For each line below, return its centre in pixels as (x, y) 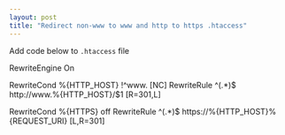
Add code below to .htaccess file (69, 50)
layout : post (33, 17)
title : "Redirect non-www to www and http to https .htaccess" (128, 26)
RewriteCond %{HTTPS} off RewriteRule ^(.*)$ (95, 111)
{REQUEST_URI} (39, 121)
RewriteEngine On (42, 68)
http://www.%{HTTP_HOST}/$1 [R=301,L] (85, 94)
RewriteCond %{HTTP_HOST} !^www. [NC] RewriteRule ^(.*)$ (123, 85)
